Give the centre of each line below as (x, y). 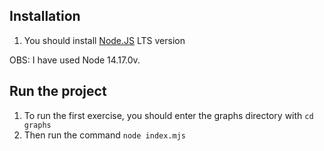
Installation (45, 16)
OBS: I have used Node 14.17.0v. (75, 60)
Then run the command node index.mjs (104, 135)
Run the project (58, 91)
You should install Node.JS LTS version (104, 40)
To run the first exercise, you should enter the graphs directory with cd (168, 115)
